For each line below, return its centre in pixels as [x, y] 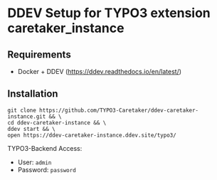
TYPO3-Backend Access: [45, 148]
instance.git [27, 116]
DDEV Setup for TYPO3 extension [109, 13]
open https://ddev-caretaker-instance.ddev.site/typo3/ [92, 135]
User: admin [35, 162]
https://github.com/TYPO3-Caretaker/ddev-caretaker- [119, 110]
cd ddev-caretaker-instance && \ [57, 122]
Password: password [47, 169]
